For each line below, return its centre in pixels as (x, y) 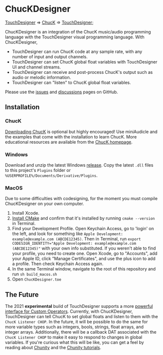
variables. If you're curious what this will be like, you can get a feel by (74, 342)
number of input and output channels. (50, 56)
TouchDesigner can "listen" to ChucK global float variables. (71, 82)
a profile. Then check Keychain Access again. (58, 264)
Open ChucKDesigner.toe (37, 279)
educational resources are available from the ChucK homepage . (69, 142)
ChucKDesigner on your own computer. (44, 204)
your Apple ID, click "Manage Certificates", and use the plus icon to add (84, 259)
